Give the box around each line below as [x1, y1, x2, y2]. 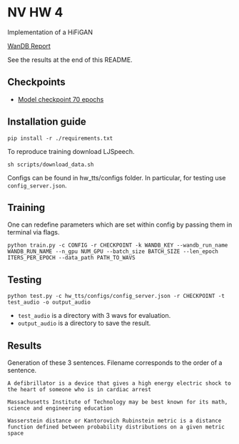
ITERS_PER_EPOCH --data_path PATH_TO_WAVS [7, 254, 136, 262]
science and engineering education [7, 405, 113, 412]
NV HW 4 [7, 4, 63, 21]
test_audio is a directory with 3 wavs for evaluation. [17, 311, 171, 320]
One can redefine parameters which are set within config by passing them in [7, 220, 233, 229]
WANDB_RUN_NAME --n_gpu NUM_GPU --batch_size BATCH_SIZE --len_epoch [7, 248, 219, 255]
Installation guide [7, 115, 87, 128]
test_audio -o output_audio [7, 299, 91, 306]
